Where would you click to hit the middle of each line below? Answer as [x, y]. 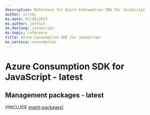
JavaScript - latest [44, 77]
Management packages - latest [55, 95]
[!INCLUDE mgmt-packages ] [34, 107]
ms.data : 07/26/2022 [27, 19]
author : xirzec [21, 14]
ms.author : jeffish [25, 24]
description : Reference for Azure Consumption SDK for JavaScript [75, 10]
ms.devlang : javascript [30, 28]
